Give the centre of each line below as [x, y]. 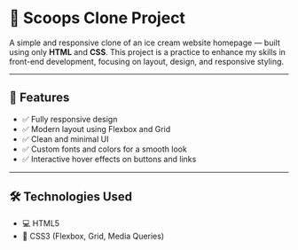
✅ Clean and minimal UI [65, 139]
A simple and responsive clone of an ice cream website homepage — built [145, 43]
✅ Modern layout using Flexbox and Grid [96, 129]
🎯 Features [39, 98]
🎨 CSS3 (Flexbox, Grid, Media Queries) [93, 236]
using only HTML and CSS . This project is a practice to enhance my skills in [148, 51]
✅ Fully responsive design [70, 119]
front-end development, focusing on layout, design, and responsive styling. [147, 61]
